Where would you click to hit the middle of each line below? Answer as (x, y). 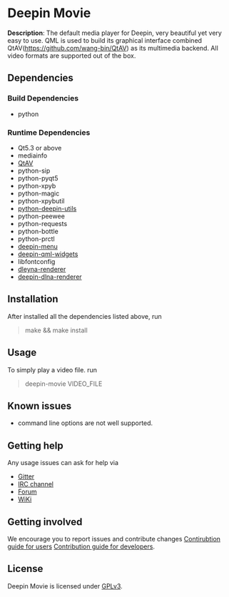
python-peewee (41, 216)
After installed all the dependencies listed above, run (85, 316)
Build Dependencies (43, 98)
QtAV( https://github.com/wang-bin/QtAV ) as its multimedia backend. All (113, 48)
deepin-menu (38, 246)
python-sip (34, 170)
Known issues (40, 405)
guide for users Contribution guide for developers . (81, 546)
